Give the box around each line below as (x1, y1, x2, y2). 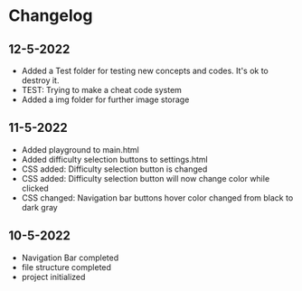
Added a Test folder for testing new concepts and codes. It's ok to (21, 65, 269, 76)
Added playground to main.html (21, 144, 139, 155)
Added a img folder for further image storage (21, 94, 190, 105)
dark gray (21, 202, 58, 212)
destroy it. (21, 75, 60, 86)
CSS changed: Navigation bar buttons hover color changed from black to (21, 192, 294, 203)
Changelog (8, 5, 93, 26)
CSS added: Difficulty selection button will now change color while (21, 173, 270, 183)
